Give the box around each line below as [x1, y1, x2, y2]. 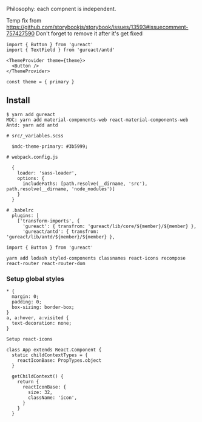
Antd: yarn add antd [6, 122, 59, 128]
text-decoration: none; [12, 320, 72, 327]
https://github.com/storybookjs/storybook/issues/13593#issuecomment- [6, 24, 189, 30]
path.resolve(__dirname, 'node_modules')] [6, 185, 115, 192]
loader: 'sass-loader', [17, 170, 78, 176]
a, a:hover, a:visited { [6, 315, 69, 321]
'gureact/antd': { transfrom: [22, 228, 99, 235]
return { [17, 379, 39, 385]
